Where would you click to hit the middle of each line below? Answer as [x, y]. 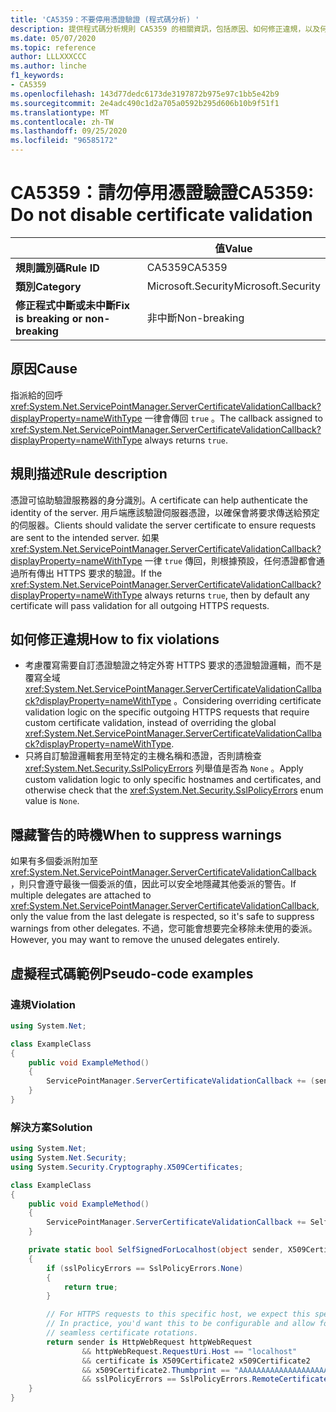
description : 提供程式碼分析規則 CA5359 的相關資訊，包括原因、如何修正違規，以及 [165, 29]
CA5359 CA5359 [187, 267]
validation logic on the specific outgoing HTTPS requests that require [167, 712]
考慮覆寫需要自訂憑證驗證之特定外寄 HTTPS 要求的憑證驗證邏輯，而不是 [173, 665]
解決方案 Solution [51, 1127]
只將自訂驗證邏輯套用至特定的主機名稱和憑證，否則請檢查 [143, 756]
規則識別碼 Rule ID [57, 268]
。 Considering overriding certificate [247, 701]
